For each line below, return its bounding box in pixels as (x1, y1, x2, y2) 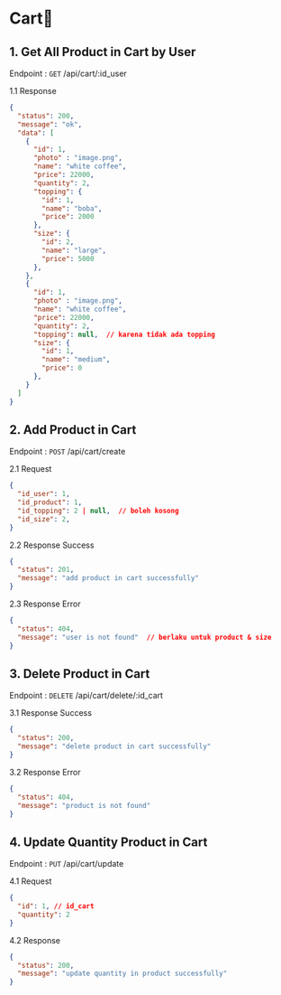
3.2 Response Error (9, 766, 81, 777)
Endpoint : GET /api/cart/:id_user (9, 68, 128, 79)
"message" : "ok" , (17, 119, 83, 129)
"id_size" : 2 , (17, 514, 70, 523)
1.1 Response (9, 86, 57, 96)
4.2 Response (9, 934, 61, 945)
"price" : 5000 (41, 254, 95, 263)
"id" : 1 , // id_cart (17, 902, 95, 911)
